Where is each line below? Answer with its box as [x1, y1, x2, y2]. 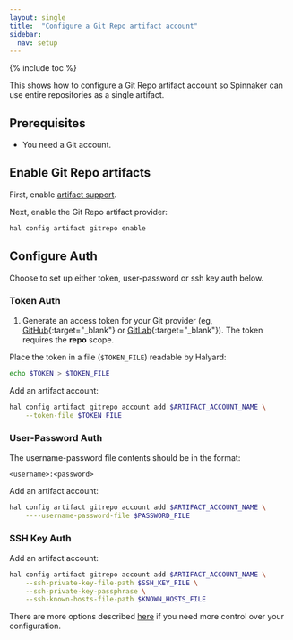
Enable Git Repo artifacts [9, 165, 151, 180]
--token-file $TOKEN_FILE [25, 411, 123, 419]
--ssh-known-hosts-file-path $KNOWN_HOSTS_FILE [25, 595, 206, 604]
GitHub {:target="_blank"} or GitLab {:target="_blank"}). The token [22, 324, 263, 335]
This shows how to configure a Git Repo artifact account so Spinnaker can [9, 80, 284, 91]
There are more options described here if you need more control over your [9, 611, 285, 622]
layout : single [9, 13, 66, 22]
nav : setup [17, 38, 58, 48]
